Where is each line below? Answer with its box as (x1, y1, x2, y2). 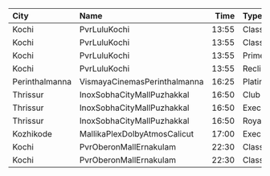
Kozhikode (12, 129, 52, 139)
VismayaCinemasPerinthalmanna (79, 76, 204, 87)
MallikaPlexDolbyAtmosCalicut (79, 129, 194, 139)
